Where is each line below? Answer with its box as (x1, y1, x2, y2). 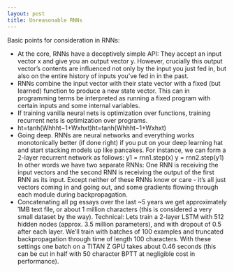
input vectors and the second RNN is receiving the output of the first (17, 168, 214, 176)
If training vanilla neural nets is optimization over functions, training (17, 109, 211, 117)
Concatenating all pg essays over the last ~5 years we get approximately (17, 197, 227, 206)
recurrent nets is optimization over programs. (17, 116, 148, 124)
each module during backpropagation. (17, 190, 128, 199)
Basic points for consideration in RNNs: (7, 36, 120, 44)
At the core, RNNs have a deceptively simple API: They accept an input (17, 50, 222, 58)
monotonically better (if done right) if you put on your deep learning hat (17, 138, 224, 146)
